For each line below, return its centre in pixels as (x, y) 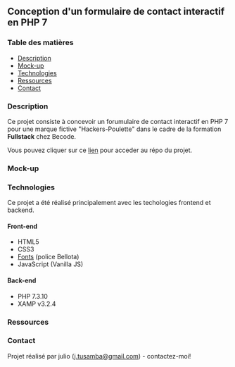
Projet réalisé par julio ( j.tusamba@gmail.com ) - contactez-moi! (99, 356)
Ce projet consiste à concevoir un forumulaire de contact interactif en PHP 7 (118, 121)
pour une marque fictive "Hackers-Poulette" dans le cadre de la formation (114, 129)
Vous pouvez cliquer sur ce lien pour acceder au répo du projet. (100, 150)
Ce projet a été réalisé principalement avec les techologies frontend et (109, 203)
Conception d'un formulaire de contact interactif (116, 12)
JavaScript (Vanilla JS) (50, 264)
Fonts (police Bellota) (48, 257)
